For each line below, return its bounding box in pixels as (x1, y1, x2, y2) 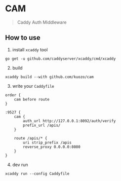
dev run (12, 161, 28, 168)
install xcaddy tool (12, 46, 48, 52)
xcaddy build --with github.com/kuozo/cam (5, 74, 94, 79)
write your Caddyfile (12, 83, 54, 89)
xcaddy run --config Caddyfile (5, 171, 70, 176)
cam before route (14, 97, 50, 102)
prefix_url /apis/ (23, 123, 61, 128)
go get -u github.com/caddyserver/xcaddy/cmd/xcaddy (5, 56, 116, 61)
